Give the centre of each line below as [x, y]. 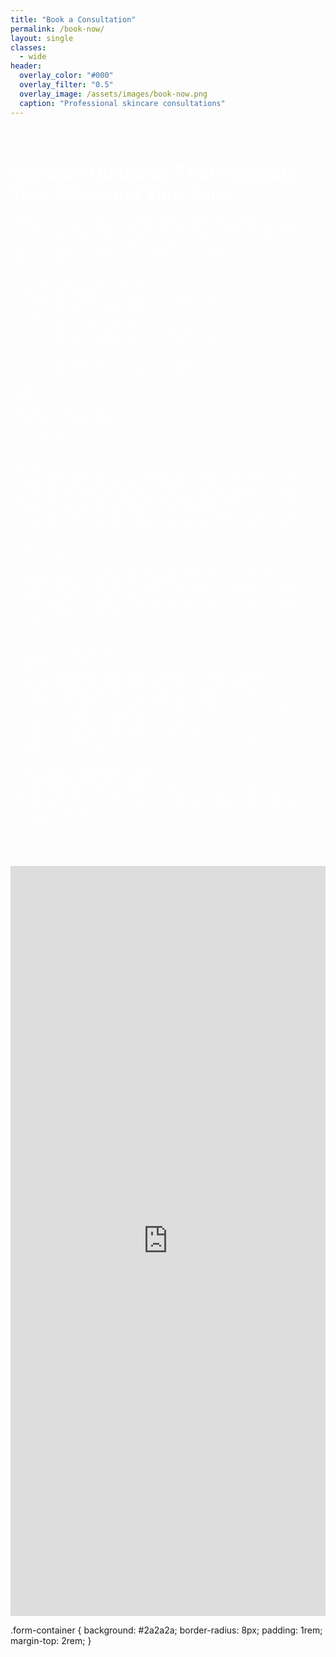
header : [26, 66]
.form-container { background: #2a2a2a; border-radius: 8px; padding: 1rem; [166, 1630]
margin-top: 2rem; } [51, 1641]
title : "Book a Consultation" [73, 19]
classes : [28, 47]
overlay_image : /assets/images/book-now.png [113, 94]
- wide [33, 57]
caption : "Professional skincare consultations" [122, 103]
